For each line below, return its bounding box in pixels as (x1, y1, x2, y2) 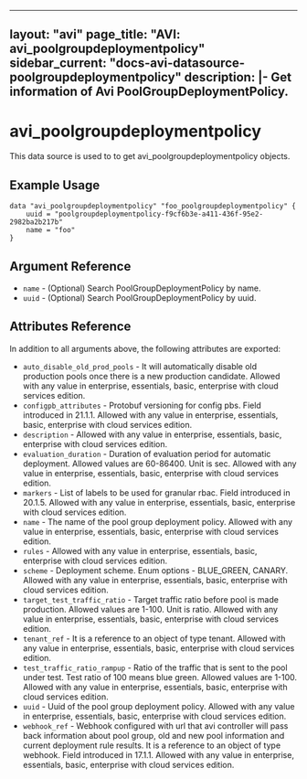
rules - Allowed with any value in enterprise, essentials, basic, (22, 545, 258, 556)
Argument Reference (9, 258, 132, 274)
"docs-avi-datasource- (109, 56, 245, 71)
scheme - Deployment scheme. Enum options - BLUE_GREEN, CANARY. (22, 564, 289, 576)
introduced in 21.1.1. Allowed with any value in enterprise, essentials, (22, 409, 279, 421)
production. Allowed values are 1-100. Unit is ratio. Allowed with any (22, 603, 279, 614)
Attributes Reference (9, 319, 132, 335)
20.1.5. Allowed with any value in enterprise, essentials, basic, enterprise (22, 496, 296, 507)
